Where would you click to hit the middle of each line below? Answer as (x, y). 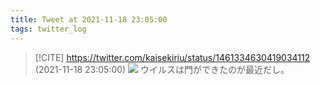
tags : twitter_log (48, 29)
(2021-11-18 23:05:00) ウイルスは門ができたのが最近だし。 (162, 69)
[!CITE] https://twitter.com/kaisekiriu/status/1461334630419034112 (172, 57)
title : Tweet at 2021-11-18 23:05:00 (89, 19)
